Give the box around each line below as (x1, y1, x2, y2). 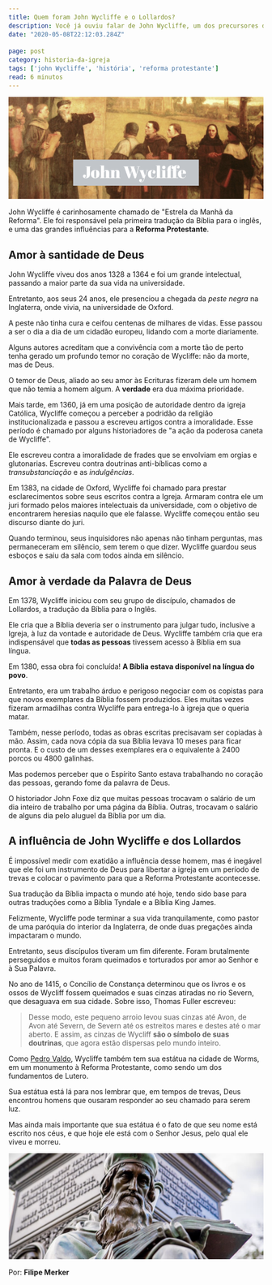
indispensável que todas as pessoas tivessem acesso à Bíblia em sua (8, 637, 241, 647)
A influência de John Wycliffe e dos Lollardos (8, 834, 241, 848)
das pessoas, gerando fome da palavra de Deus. (8, 778, 171, 787)
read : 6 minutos (8, 73, 63, 81)
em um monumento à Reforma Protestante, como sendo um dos (8, 1062, 223, 1072)
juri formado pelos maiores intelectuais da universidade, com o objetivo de (8, 500, 257, 511)
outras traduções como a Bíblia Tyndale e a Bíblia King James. (8, 897, 216, 907)
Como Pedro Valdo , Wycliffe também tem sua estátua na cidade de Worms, (8, 1054, 260, 1063)
